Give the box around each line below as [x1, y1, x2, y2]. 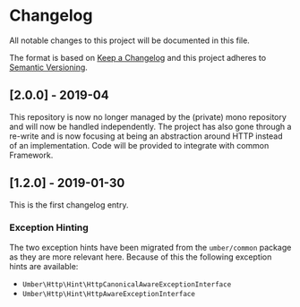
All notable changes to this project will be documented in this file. [9, 35, 251, 46]
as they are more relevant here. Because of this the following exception [9, 252, 272, 262]
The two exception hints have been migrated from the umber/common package [9, 242, 292, 252]
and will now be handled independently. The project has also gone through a [9, 121, 292, 132]
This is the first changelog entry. [9, 199, 129, 210]
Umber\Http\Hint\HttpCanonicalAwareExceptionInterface [21, 279, 232, 289]
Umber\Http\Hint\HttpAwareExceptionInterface [21, 289, 195, 298]
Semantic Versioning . [9, 62, 88, 72]
